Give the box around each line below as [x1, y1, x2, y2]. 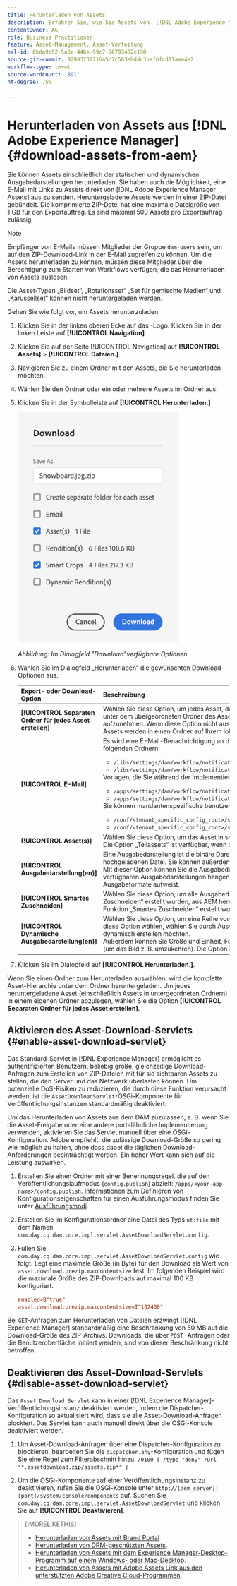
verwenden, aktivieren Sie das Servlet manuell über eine [7, 1128, 171, 1136]
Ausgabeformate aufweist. [103, 879, 180, 889]
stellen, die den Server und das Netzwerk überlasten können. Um [7, 1076, 197, 1085]
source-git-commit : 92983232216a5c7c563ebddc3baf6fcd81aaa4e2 [7, 56, 194, 64]
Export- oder [20, 687, 61, 695]
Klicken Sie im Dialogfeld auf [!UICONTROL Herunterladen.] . [17, 960, 195, 968]
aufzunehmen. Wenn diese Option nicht [103, 720, 218, 728]
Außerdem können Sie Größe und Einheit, [103, 937, 223, 946]
